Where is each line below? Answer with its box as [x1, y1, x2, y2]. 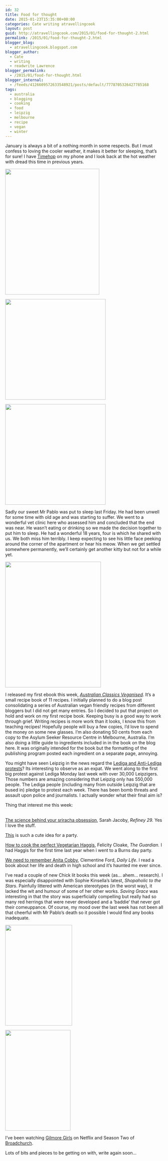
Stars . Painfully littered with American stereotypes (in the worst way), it [5, 883, 152, 889]
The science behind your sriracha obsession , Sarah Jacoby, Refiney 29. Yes [5, 817, 162, 823]
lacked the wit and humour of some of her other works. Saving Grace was [5, 888, 158, 894]
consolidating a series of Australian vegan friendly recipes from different [5, 703, 155, 709]
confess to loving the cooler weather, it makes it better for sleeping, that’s [5, 148, 157, 154]
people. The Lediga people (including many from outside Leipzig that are [5, 782, 155, 788]
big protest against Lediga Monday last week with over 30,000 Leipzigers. [5, 771, 158, 777]
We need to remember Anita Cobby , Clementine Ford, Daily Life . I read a [5, 857, 154, 863]
